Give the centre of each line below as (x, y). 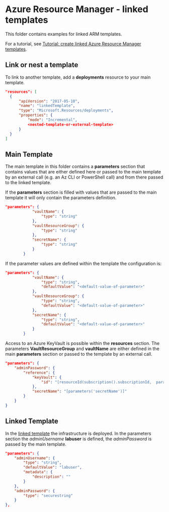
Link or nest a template (42, 65)
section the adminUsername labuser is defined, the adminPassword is (78, 439)
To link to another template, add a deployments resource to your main (78, 77)
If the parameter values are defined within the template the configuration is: (83, 263)
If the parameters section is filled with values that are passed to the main (81, 192)
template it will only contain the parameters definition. (61, 198)
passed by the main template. (36, 444)
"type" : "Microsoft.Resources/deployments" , (66, 110)
